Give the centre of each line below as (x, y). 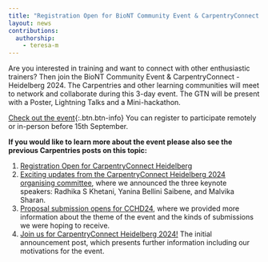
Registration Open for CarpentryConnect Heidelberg (106, 166)
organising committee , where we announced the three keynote (123, 183)
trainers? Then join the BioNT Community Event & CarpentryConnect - (124, 77)
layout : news (30, 23)
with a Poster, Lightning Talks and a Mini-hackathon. (95, 103)
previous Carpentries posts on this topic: (78, 151)
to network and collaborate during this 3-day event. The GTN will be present (134, 94)
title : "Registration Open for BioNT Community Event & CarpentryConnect (134, 16)
